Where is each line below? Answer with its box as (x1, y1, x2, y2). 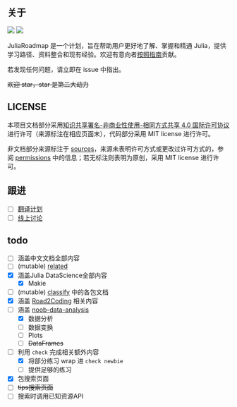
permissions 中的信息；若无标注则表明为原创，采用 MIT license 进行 (15, 153, 214, 162)
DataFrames (28, 339, 63, 347)
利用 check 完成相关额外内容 (17, 348, 99, 356)
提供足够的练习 (28, 365, 72, 374)
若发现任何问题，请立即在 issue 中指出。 (7, 65, 126, 73)
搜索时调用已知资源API (17, 392, 84, 401)
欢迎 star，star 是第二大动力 (7, 80, 90, 88)
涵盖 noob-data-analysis (17, 305, 90, 314)
